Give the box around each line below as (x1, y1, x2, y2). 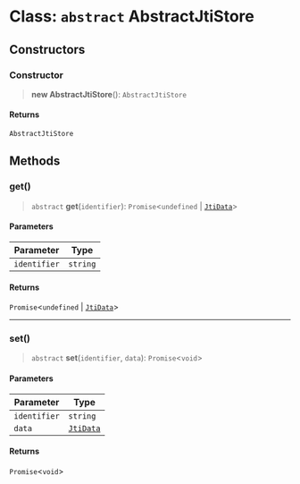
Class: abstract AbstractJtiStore (9, 6, 254, 27)
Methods (9, 154, 61, 169)
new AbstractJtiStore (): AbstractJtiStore (30, 89, 187, 99)
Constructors (9, 42, 86, 57)
